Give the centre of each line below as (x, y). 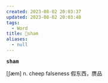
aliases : (17, 39)
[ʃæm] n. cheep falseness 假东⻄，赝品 (54, 73)
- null (20, 45)
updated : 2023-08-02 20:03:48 (44, 17)
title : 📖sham (22, 34)
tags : (13, 23)
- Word (20, 28)
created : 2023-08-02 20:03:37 (44, 12)
